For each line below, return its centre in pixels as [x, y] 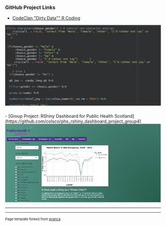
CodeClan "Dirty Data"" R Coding [46, 18]
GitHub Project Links [30, 7]
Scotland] [124, 116]
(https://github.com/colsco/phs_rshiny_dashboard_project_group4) [73, 121]
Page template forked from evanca [33, 219]
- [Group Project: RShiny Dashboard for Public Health [59, 116]
